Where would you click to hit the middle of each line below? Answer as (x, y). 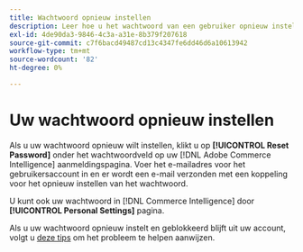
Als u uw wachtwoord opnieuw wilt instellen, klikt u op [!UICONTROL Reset (149, 145)
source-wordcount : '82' (54, 59)
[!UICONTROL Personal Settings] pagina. (87, 210)
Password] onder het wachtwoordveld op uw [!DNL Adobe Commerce (140, 155)
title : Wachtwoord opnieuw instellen (80, 18)
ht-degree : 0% (36, 68)
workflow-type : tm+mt (50, 51)
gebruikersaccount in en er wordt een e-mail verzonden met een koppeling (149, 174)
